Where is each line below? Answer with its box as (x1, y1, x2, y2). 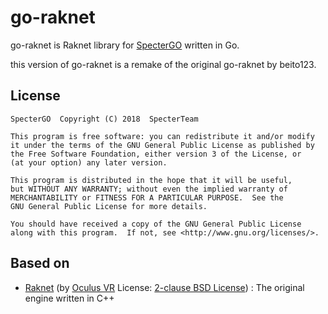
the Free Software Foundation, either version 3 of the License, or (10, 149, 302, 159)
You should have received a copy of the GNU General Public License (10, 219, 302, 229)
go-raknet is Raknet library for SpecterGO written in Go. (10, 39, 240, 51)
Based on (10, 255, 70, 272)
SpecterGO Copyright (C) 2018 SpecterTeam (10, 114, 199, 124)
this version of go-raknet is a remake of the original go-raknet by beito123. (10, 58, 317, 70)
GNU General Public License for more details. (10, 201, 208, 211)
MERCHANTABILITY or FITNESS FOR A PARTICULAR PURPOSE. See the (10, 192, 284, 203)
